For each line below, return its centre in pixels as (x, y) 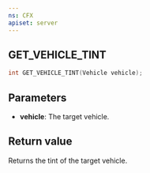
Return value (40, 142)
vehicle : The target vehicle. (64, 117)
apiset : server (33, 23)
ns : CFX (21, 15)
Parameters (37, 98)
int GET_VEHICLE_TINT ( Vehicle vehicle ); (76, 73)
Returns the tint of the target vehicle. (68, 160)
